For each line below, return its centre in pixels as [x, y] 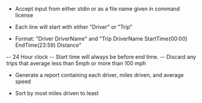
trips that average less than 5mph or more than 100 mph [76, 63]
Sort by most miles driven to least [57, 93]
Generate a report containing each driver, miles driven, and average [99, 75]
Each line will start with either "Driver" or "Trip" [74, 27]
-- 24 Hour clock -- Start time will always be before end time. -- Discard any [101, 57]
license [24, 15]
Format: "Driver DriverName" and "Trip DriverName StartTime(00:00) [101, 38]
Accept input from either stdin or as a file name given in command [97, 9]
